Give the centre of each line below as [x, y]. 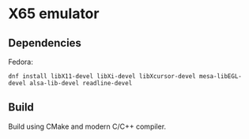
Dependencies [45, 43]
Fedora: [21, 62]
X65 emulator [54, 14]
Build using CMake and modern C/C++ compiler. [87, 126]
